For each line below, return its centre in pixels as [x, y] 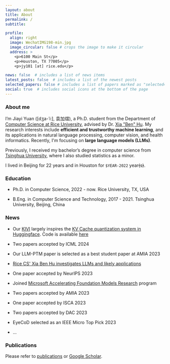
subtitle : [16, 24]
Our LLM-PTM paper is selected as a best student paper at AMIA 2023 [86, 254]
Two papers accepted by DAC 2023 [50, 312]
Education [18, 178]
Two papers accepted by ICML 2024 [51, 244]
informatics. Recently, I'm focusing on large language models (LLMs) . [78, 141]
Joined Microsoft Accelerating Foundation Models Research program [84, 283]
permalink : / [19, 19]
